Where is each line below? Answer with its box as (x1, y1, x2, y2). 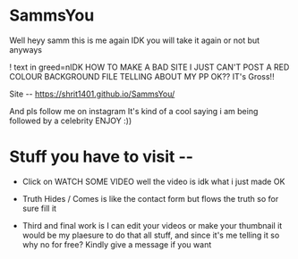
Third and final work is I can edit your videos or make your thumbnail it (21, 220, 283, 230)
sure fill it (21, 203, 56, 213)
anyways (9, 44, 43, 54)
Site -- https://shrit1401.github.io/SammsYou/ (9, 88, 175, 99)
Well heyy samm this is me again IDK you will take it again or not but (9, 35, 260, 46)
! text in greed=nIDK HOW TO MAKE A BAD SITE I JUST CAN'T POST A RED (9, 62, 290, 72)
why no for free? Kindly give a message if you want (21, 238, 212, 250)
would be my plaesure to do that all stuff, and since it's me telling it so (21, 230, 280, 240)
